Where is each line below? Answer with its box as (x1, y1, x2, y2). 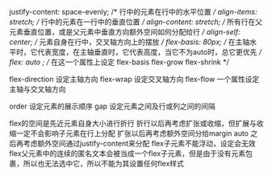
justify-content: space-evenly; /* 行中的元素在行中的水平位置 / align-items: (9, 7, 257, 16)
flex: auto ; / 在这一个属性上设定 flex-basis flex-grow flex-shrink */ (9, 57, 229, 67)
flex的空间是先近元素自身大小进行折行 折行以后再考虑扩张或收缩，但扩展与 (9, 119, 257, 128)
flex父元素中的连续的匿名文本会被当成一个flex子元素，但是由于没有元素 (9, 149, 246, 158)
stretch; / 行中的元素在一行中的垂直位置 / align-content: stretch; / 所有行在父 (9, 17, 263, 27)
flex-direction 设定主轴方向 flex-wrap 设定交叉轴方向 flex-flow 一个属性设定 (9, 75, 260, 84)
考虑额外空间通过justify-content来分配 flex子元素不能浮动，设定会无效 (23, 139, 257, 148)
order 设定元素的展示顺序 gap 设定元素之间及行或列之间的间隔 (9, 101, 216, 111)
